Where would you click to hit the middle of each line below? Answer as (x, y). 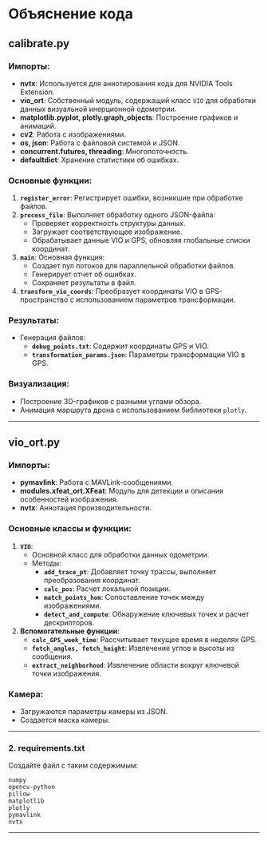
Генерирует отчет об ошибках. (84, 274)
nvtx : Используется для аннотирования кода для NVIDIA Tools (126, 83)
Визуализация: (39, 384)
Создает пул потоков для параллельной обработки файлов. (134, 266)
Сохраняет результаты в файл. (84, 283)
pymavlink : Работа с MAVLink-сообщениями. (97, 482)
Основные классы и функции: (70, 529)
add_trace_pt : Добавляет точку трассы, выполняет (130, 571)
